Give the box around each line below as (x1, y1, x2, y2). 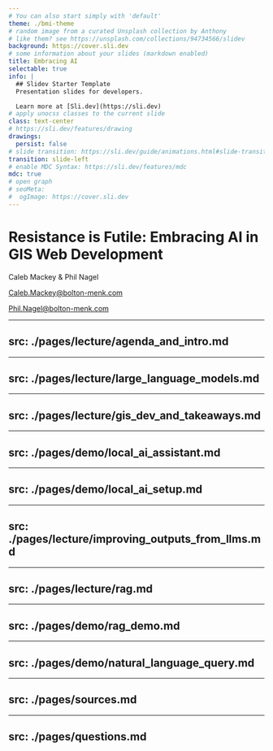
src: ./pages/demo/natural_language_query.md (8, 656, 255, 670)
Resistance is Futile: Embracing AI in (8, 228, 259, 246)
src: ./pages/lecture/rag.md (8, 582, 153, 596)
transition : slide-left (8, 155, 89, 163)
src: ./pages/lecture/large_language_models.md (8, 371, 260, 385)
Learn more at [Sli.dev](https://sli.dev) (15, 102, 162, 111)
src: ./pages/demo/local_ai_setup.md (8, 483, 203, 497)
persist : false (15, 140, 67, 148)
